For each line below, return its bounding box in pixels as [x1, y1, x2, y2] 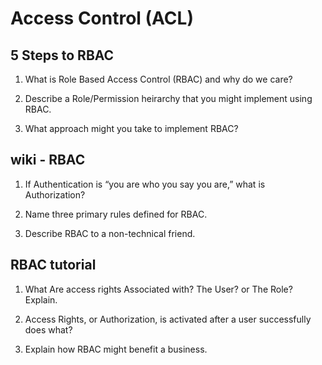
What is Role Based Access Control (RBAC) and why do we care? [24, 73, 293, 85]
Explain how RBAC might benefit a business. [24, 343, 208, 355]
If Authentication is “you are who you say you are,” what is [24, 178, 266, 190]
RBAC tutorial [10, 257, 97, 274]
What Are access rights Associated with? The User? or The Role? [24, 283, 293, 295]
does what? [24, 323, 73, 336]
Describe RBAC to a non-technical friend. [24, 227, 196, 239]
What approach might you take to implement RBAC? [24, 123, 239, 134]
